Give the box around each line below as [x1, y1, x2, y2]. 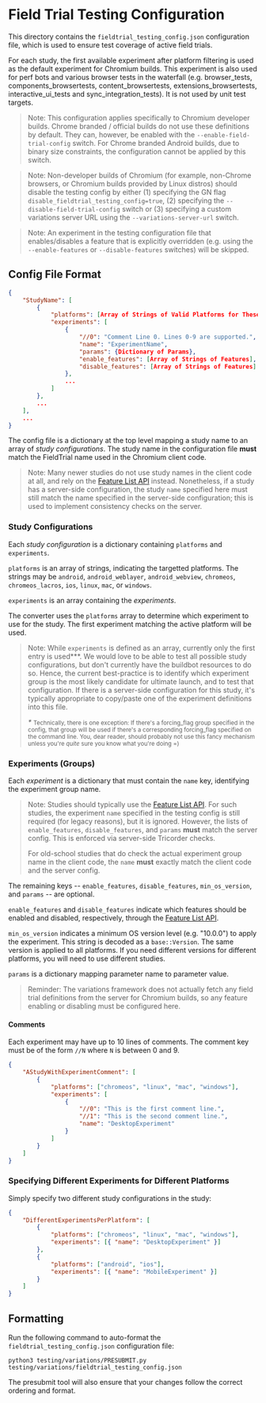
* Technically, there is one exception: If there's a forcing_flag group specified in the [27, 717, 255, 727]
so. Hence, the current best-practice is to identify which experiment [27, 668, 249, 678]
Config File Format [8, 268, 101, 281]
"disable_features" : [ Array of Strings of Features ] [78, 362, 257, 370]
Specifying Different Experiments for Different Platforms [8, 1176, 230, 1187]
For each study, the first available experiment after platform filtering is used [8, 55, 254, 65]
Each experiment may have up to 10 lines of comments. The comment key [8, 1037, 249, 1047]
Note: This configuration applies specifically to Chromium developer [27, 113, 251, 122]
